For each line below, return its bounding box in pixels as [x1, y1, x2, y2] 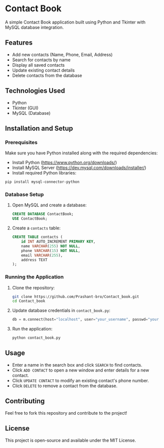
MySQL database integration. [5, 24, 64, 30]
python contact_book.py [12, 335, 61, 341]
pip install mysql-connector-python [5, 179, 80, 184]
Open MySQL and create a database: [12, 202, 87, 208]
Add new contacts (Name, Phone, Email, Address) [12, 51, 113, 57]
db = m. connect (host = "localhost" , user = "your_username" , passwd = [12, 317, 148, 322]
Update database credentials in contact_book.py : [12, 307, 111, 314]
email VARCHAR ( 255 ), [21, 253, 63, 258]
